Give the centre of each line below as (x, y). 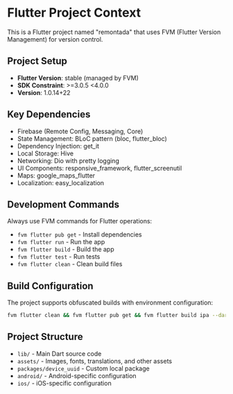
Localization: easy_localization (61, 182)
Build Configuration (50, 286)
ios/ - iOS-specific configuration (64, 383)
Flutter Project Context (74, 13)
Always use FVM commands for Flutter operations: (80, 221)
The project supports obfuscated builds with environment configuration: (110, 302)
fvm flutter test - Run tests (59, 257)
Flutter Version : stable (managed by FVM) (78, 78)
